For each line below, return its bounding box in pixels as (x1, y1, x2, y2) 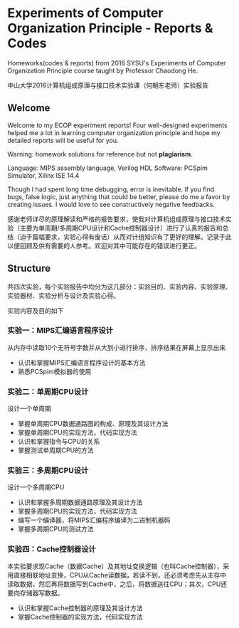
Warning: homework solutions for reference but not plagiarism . (7, 149, 193, 158)
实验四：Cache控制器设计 (7, 544, 96, 554)
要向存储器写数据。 (7, 588, 64, 597)
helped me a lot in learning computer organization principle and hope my (7, 128, 221, 137)
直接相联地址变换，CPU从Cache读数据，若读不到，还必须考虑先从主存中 (13, 570, 227, 579)
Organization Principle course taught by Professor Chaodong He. (7, 66, 198, 75)
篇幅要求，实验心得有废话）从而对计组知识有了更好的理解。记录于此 (31, 233, 232, 241)
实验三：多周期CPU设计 (7, 466, 89, 476)
